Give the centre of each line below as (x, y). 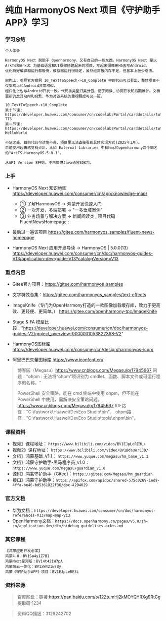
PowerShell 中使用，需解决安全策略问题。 (60, 399)
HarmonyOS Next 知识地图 (39, 188)
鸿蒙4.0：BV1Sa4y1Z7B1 (27, 556)
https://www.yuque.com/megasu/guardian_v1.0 (59, 468)
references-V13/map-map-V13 (41, 515)
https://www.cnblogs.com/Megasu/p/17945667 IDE (69, 406)
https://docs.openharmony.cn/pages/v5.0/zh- (102, 521)
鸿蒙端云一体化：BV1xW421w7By (33, 566)
